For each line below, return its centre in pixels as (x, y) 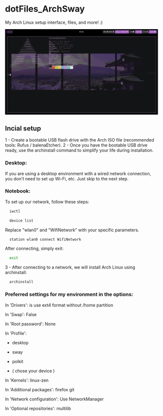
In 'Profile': (16, 333)
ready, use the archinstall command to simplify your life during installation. (79, 150)
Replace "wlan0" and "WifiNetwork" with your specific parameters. (72, 230)
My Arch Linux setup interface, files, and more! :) (54, 22)
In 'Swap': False (21, 314)
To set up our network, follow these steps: (47, 202)
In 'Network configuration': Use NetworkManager (55, 399)
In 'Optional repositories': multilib (38, 408)
